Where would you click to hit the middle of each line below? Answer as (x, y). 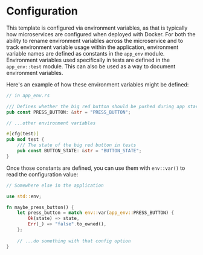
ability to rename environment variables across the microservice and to (95, 40)
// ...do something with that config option (74, 241)
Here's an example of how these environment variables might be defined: (98, 84)
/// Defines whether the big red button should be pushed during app (96, 106)
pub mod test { (25, 140)
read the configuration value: (42, 174)
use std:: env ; (24, 196)
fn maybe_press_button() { (40, 207)
